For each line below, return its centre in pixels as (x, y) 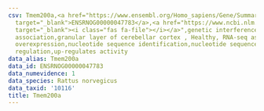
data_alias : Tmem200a (44, 59)
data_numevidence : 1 (42, 73)
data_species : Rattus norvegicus (63, 81)
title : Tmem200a (35, 95)
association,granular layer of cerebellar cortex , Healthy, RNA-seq (131, 37)
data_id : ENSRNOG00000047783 (56, 66)
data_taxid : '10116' (42, 88)
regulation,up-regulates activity (71, 52)
